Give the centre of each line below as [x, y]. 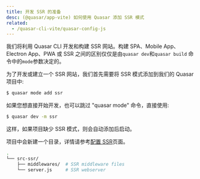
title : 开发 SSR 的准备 [34, 12]
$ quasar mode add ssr [35, 93]
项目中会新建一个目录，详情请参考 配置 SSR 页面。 [67, 141]
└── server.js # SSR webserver [62, 170]
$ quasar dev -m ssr [32, 117]
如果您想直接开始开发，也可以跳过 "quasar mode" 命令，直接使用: [88, 105]
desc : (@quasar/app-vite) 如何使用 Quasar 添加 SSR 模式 [75, 17]
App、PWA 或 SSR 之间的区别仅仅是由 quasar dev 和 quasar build [108, 54]
